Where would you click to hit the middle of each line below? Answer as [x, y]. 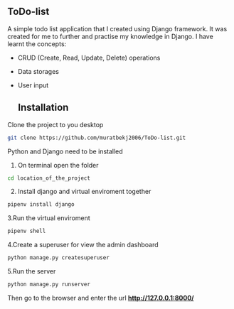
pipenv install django [41, 205]
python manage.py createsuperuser [59, 258]
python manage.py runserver [49, 284]
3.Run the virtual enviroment [49, 218]
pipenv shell [27, 231]
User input [33, 85]
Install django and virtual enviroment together [84, 192]
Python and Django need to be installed [65, 151]
